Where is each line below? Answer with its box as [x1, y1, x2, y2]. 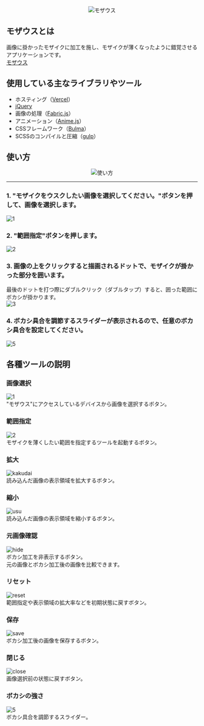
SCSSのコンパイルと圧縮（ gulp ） [15, 132, 99, 139]
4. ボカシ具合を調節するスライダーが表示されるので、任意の [6, 316, 181, 325]
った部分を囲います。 [6, 271, 68, 279]
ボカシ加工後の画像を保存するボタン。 [6, 637, 102, 644]
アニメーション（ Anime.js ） [15, 117, 85, 124]
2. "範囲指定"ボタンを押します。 [6, 231, 101, 240]
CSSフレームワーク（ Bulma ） [15, 125, 90, 132]
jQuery [15, 102, 32, 110]
